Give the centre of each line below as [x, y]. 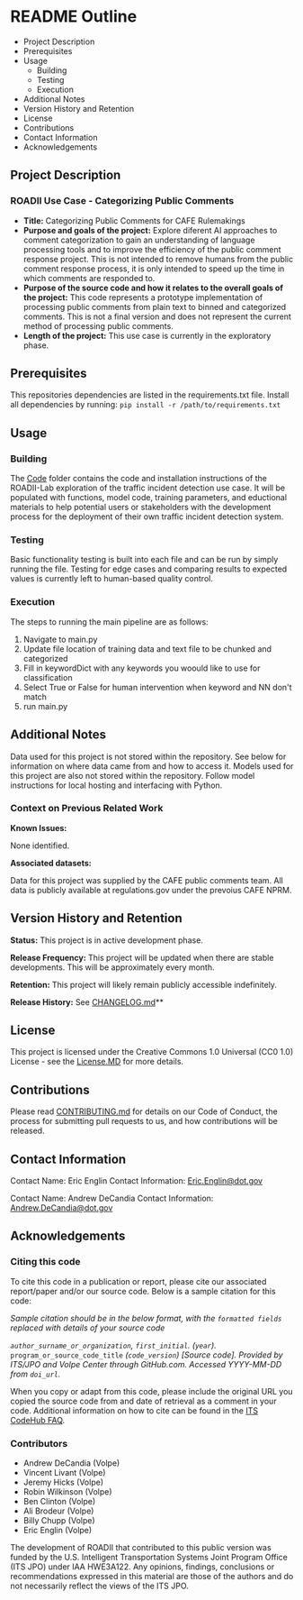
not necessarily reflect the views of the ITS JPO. [100, 1586]
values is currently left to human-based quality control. [112, 579]
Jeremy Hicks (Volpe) [63, 1482]
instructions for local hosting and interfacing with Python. [116, 785]
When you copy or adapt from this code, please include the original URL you [151, 1391]
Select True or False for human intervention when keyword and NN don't [157, 687]
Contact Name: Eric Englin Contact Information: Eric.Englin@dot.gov [137, 1181]
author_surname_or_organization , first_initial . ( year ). [113, 1345]
